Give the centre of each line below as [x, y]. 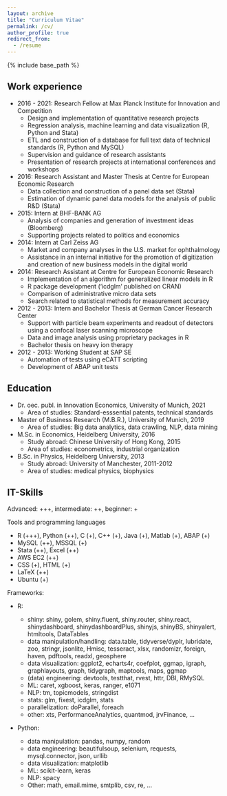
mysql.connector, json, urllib [67, 756]
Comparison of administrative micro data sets [92, 293]
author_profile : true [38, 33]
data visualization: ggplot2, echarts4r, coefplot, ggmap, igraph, [117, 663]
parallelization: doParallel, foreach [76, 707]
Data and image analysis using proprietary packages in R [108, 337]
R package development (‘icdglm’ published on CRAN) [105, 286]
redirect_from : [29, 39]
